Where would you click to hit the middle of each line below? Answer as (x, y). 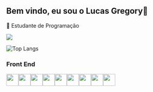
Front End (21, 64)
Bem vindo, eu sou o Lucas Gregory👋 (77, 11)
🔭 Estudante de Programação (43, 25)
